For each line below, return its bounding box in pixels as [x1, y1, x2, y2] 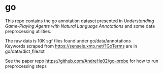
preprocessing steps [5, 63, 47, 69]
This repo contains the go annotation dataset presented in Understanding [5, 18, 154, 24]
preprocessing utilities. [5, 28, 52, 34]
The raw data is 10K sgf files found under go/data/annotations [5, 37, 131, 43]
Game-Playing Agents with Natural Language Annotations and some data [5, 23, 155, 29]
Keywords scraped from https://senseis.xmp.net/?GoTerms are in [5, 43, 137, 49]
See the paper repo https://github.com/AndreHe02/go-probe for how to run [5, 58, 159, 64]
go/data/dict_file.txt [5, 48, 45, 54]
